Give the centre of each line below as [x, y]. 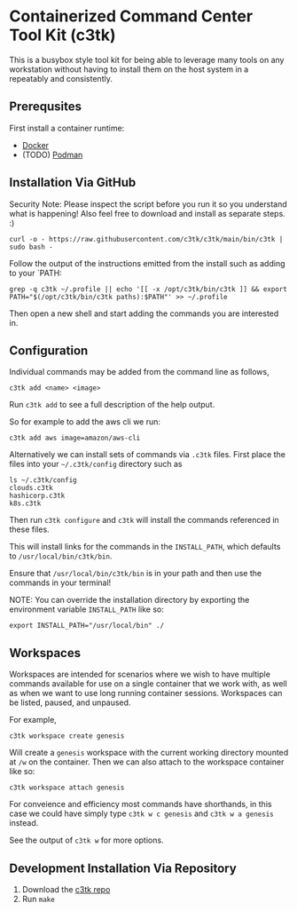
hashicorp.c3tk [37, 496]
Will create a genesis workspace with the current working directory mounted [149, 753]
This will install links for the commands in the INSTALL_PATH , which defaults [145, 547]
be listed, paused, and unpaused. [70, 702]
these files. [30, 529]
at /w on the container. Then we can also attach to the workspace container [147, 762]
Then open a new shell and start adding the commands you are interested [144, 313]
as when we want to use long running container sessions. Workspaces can [146, 693]
